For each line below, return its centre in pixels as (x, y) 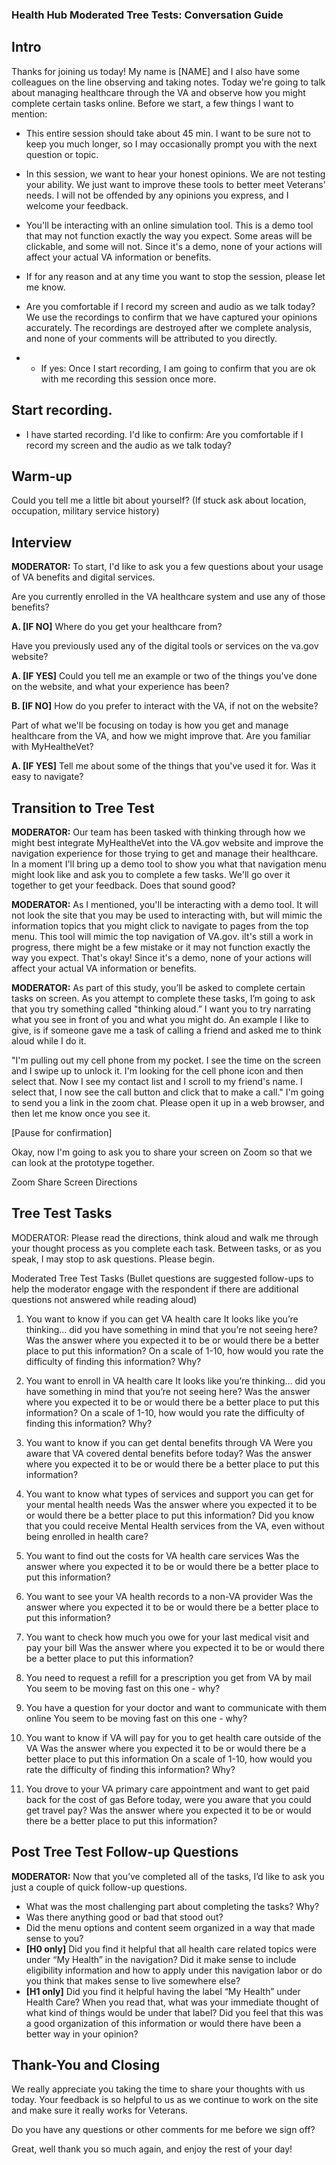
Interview (42, 542)
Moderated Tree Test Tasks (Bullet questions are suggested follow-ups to (162, 1278)
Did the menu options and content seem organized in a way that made (170, 1927)
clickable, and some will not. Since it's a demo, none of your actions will (174, 246)
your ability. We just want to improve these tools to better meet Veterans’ (175, 184)
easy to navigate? (47, 777)
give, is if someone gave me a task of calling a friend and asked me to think (167, 1030)
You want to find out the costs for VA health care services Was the (162, 1555)
